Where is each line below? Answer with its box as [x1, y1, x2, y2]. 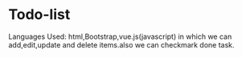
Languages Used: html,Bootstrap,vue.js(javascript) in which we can [8, 32, 232, 41]
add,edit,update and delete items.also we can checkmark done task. [8, 40, 235, 49]
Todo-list [8, 6, 71, 24]
